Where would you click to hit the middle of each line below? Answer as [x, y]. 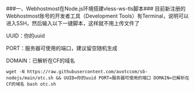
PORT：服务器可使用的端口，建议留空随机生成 [62, 48]
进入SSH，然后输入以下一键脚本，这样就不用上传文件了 [73, 23]
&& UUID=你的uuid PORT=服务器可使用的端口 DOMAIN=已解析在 [123, 78]
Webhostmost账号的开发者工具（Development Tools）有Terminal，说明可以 [97, 16]
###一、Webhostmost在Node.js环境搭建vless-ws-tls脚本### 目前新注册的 [96, 8]
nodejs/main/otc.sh [30, 78]
